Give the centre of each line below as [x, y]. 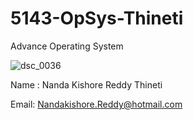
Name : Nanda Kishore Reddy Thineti [86, 84]
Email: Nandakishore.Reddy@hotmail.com [96, 104]
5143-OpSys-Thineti [97, 18]
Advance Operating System [67, 46]
